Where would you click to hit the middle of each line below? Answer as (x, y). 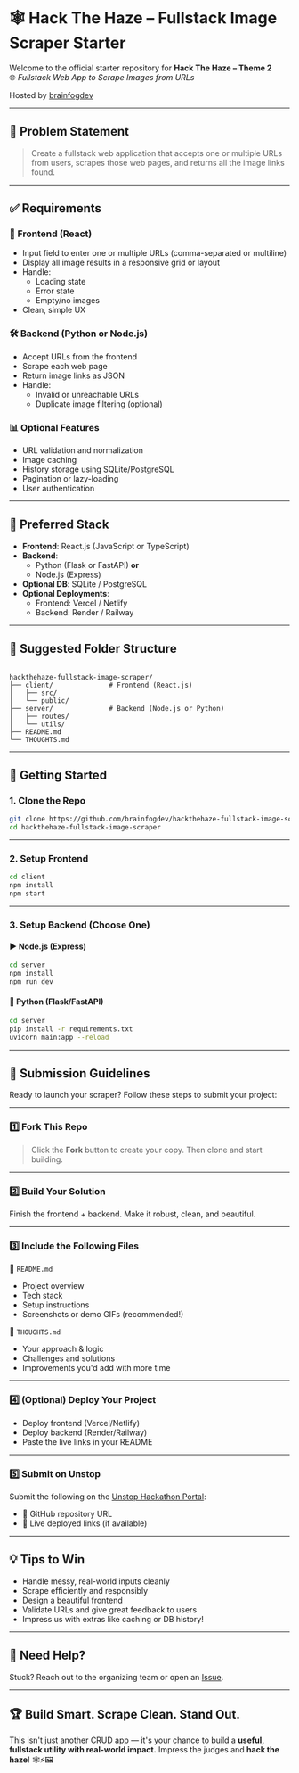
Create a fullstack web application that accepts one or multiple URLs (157, 153)
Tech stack (42, 1296)
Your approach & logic (63, 1349)
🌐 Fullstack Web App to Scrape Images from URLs (102, 77)
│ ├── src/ (33, 693)
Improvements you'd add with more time (96, 1368)
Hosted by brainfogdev (51, 95)
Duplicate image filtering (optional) (99, 404)
